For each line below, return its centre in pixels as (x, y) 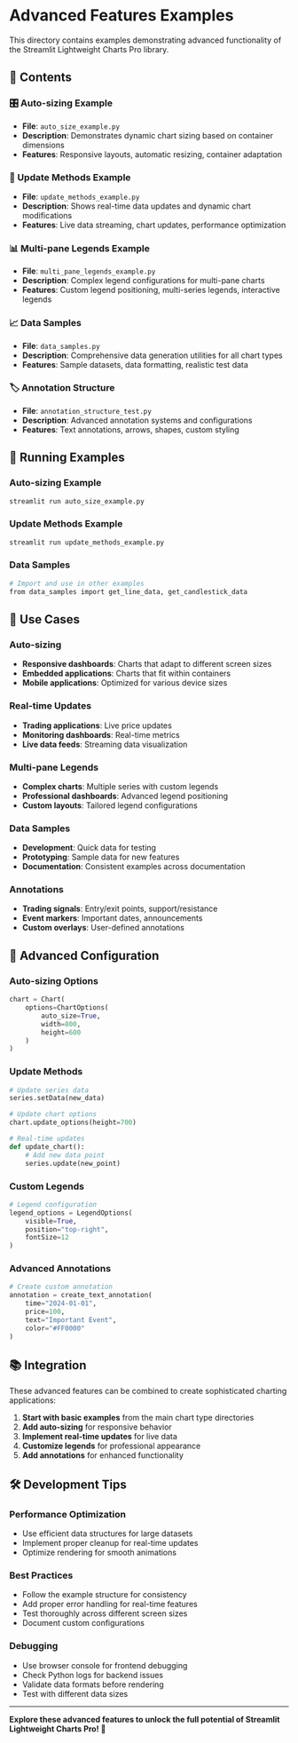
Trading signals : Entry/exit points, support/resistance (120, 909)
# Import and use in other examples (77, 583)
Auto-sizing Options (54, 980)
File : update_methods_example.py (81, 196)
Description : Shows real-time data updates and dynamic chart (136, 206)
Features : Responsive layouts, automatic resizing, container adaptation (152, 154)
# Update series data (49, 1090)
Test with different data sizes (75, 1693)
